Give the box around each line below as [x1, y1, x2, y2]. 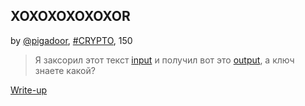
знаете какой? [34, 64, 96, 76]
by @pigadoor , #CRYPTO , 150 [10, 34, 133, 46]
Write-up [10, 84, 48, 96]
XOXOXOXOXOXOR [10, 8, 131, 25]
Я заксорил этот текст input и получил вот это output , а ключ [34, 54, 295, 66]
